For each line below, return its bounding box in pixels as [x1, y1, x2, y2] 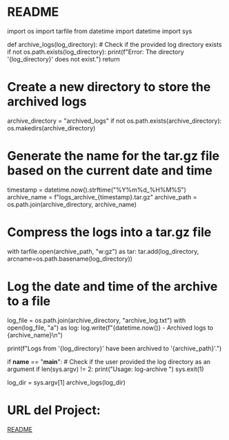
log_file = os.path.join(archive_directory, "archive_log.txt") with [7, 316, 186, 324]
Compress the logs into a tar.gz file [7, 225, 212, 240]
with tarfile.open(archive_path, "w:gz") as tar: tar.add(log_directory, [7, 247, 199, 255]
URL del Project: [7, 402, 101, 418]
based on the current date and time [7, 163, 212, 179]
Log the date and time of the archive [7, 279, 218, 294]
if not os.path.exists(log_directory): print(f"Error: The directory [7, 48, 184, 56]
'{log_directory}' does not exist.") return [7, 54, 121, 63]
